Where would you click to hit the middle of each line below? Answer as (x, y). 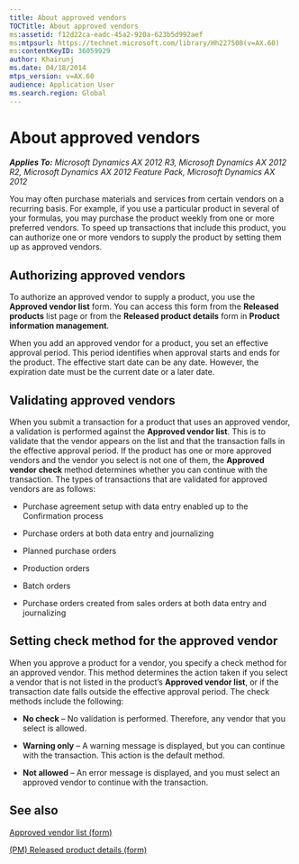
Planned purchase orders (69, 551)
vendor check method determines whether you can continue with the (139, 470)
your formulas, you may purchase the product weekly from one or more (142, 218)
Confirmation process (63, 516)
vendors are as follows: (53, 489)
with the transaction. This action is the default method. (123, 755)
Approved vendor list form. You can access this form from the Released (144, 306)
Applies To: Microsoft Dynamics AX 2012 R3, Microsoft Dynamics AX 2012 (148, 162)
